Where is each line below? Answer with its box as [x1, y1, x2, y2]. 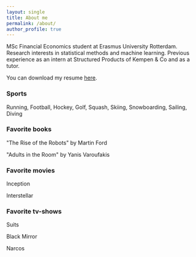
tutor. [6, 62, 20, 70]
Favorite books [6, 125, 52, 133]
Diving [6, 110, 23, 117]
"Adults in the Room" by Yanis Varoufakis [6, 151, 110, 158]
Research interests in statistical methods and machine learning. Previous [6, 50, 190, 57]
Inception [6, 180, 31, 187]
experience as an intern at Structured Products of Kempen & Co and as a [6, 56, 190, 63]
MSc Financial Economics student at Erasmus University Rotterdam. [6, 43, 178, 50]
